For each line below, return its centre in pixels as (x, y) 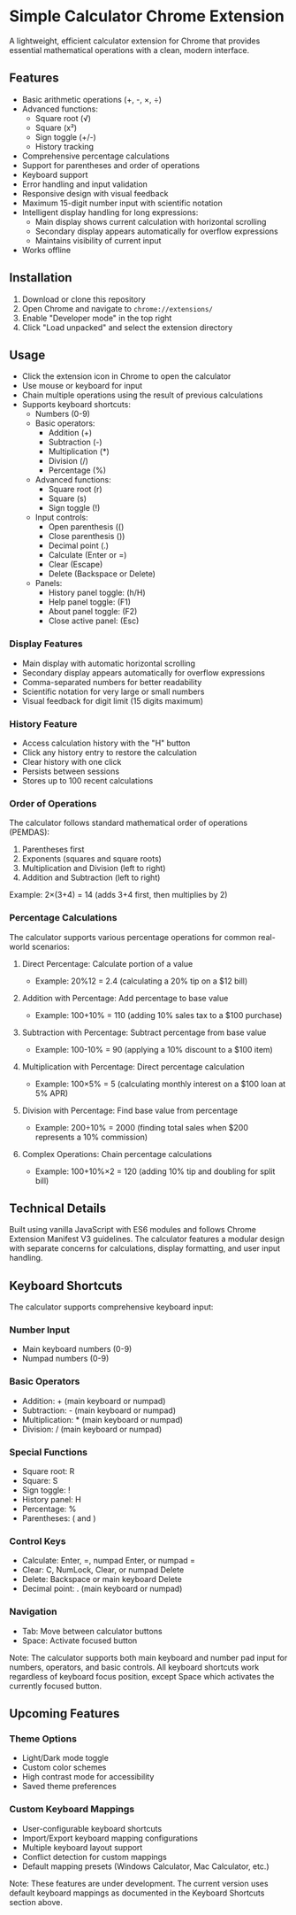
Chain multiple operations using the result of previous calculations (142, 395)
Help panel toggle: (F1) (89, 602)
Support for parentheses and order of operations (111, 165)
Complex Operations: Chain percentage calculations (117, 1154)
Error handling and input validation (85, 184)
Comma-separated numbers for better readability (112, 682)
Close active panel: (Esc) (94, 621)
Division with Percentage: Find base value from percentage (130, 1110)
